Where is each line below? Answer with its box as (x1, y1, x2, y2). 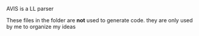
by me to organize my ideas (6, 23, 76, 30)
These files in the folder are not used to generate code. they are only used (6, 17, 193, 23)
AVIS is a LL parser (6, 5, 54, 12)
